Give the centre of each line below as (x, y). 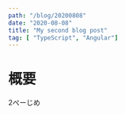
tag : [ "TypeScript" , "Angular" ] (63, 38)
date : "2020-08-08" (40, 23)
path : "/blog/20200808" (47, 15)
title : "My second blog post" (58, 30)
